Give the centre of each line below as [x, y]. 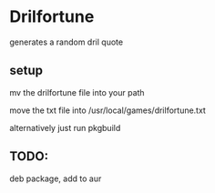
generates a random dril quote [67, 42]
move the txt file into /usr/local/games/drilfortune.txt [108, 110]
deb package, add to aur [56, 178]
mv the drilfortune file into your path [77, 92]
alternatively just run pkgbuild [65, 127]
